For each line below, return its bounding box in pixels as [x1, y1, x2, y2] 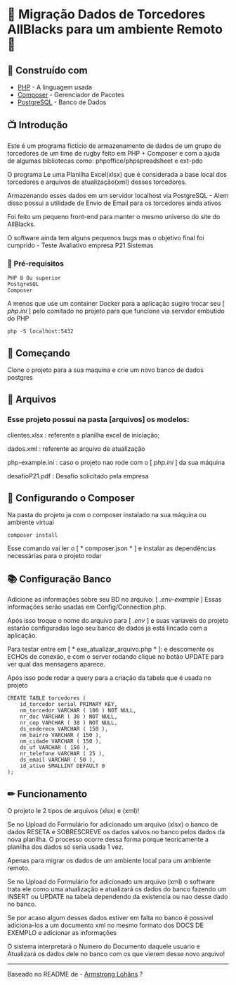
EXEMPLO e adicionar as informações [7, 929, 117, 937]
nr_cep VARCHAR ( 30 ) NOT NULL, [20, 719, 118, 726]
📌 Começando [7, 347, 70, 359]
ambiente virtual [7, 518, 54, 527]
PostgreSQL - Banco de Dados [17, 98, 107, 106]
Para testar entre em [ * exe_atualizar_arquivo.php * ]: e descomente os [7, 645, 214, 654]
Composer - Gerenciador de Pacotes [17, 91, 125, 99]
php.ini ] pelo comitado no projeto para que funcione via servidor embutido [7, 306, 225, 316]
